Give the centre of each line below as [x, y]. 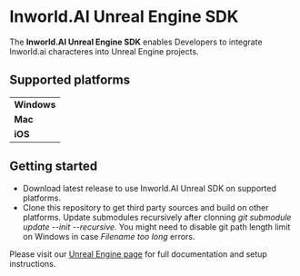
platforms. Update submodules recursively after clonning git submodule [157, 217]
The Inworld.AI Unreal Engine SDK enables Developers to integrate [136, 42]
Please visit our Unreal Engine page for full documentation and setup [139, 254]
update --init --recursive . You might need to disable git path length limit [156, 227]
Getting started [54, 167]
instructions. [33, 263]
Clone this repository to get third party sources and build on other [146, 207]
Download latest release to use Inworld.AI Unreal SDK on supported [150, 188]
